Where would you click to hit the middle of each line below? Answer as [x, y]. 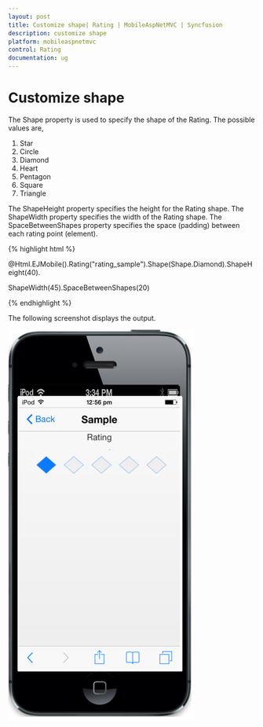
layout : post [29, 17]
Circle [29, 151]
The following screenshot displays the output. [82, 318]
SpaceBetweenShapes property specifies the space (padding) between [124, 225]
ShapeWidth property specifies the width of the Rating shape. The [115, 217]
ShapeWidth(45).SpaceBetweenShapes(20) [79, 288]
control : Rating [35, 50]
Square [31, 185]
